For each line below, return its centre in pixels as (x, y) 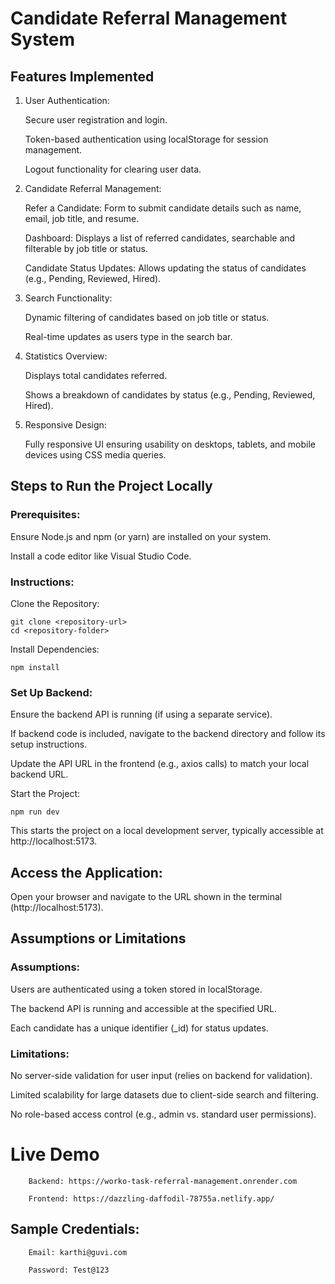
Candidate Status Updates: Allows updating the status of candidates (165, 268)
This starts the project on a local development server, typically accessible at (167, 831)
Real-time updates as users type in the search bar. (128, 336)
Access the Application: (86, 872)
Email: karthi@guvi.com (78, 1252)
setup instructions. (49, 744)
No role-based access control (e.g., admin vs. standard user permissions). (163, 1114)
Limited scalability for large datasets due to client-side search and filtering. (164, 1095)
